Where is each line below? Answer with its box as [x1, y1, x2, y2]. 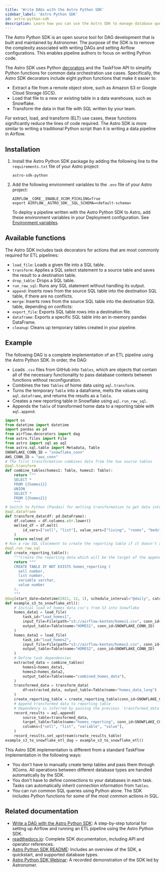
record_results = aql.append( [14, 710, 76, 716]
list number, [18, 573, 45, 578]
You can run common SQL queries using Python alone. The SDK [12, 787, 142, 793]
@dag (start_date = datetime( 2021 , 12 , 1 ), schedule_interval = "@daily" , [5, 596, 151, 601]
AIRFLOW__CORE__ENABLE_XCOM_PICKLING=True [12, 196, 101, 202]
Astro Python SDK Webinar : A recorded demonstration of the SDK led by [12, 857, 159, 863]
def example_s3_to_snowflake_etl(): [5, 601, 80, 605]
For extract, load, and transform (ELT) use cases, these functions [5, 115, 137, 121]
